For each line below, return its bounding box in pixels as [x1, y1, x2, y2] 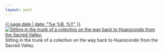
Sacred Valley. [5, 42, 35, 48]
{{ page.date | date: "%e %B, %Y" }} [5, 21, 81, 27]
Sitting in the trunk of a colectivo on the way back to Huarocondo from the [5, 37, 158, 43]
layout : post [5, 7, 32, 12]
